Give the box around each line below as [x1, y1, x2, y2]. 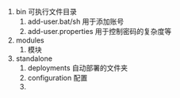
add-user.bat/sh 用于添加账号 [27, 17, 124, 26]
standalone [15, 54, 53, 63]
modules [15, 36, 45, 45]
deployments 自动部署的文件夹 [27, 63, 128, 73]
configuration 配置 [27, 73, 88, 82]
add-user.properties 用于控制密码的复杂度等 [27, 27, 172, 36]
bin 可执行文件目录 [15, 7, 77, 16]
